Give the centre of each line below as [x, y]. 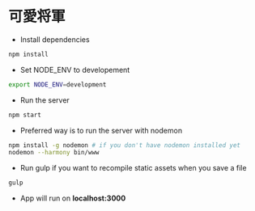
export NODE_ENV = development [57, 84]
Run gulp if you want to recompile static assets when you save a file [133, 168]
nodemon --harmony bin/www [54, 153]
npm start [25, 115]
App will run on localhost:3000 [73, 198]
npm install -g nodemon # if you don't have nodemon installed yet [125, 145]
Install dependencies [55, 39]
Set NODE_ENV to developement [75, 70]
